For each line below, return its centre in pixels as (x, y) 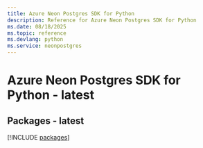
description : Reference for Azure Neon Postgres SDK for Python (102, 20)
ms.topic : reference (37, 33)
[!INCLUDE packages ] (38, 137)
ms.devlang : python (35, 40)
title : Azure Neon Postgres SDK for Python (71, 14)
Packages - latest (46, 121)
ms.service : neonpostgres (44, 46)
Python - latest (51, 95)
